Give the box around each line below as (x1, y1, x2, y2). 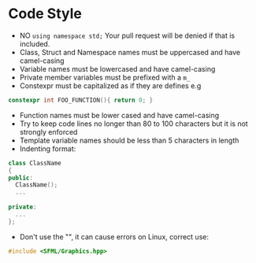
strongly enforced (19, 127, 78, 136)
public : (8, 174, 34, 182)
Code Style (8, 5, 83, 23)
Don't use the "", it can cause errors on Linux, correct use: (19, 232, 209, 241)
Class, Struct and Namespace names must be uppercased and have (19, 47, 241, 57)
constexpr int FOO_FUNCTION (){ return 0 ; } (8, 96, 154, 104)
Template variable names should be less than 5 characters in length (19, 135, 239, 145)
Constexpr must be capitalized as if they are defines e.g (19, 80, 202, 91)
